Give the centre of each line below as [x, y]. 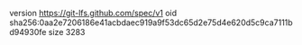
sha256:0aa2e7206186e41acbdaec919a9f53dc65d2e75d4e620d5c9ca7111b [151, 22]
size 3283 [67, 32]
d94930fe [28, 32]
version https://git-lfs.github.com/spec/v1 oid [93, 13]
